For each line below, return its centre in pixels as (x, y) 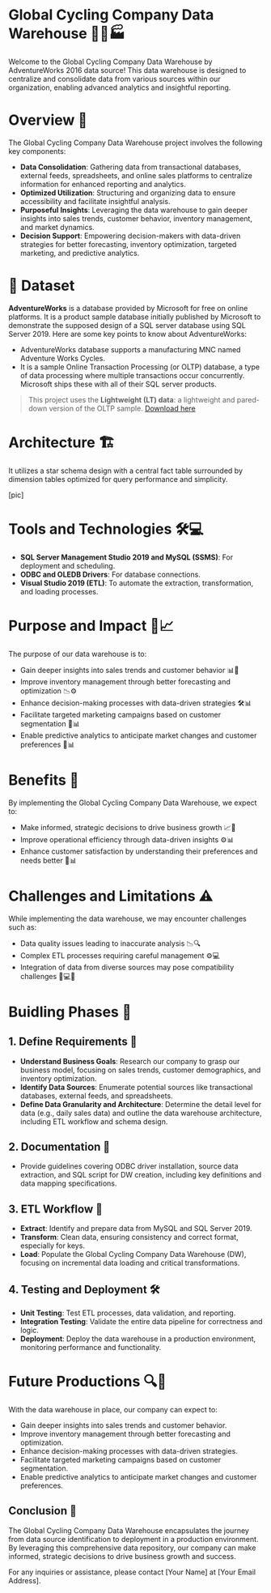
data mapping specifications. (68, 1183)
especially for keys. (52, 1246)
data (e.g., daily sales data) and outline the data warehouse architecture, (141, 1113)
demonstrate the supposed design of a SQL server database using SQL (127, 325)
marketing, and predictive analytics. (80, 253)
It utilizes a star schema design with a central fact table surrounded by (126, 471)
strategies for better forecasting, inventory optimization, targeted (128, 244)
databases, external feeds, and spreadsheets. (96, 1096)
